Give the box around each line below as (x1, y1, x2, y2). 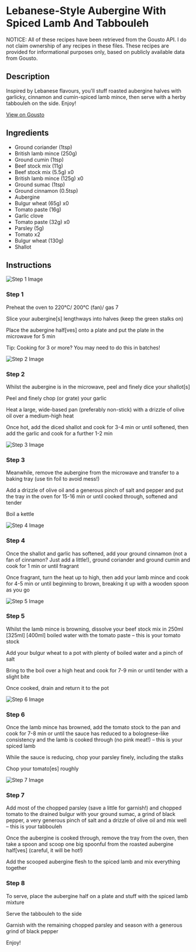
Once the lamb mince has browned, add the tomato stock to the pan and (6, 724, 181, 731)
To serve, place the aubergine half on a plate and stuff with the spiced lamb (6, 892, 188, 899)
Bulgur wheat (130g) (14, 237, 64, 244)
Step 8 (6, 879, 25, 888)
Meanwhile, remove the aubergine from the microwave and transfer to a (6, 469, 180, 476)
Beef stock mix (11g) (14, 162, 63, 169)
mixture (6, 899, 25, 906)
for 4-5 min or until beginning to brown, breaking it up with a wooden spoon (6, 580, 189, 587)
